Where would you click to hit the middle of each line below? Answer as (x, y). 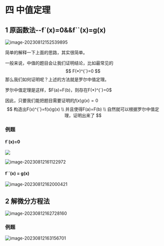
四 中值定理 (28, 10)
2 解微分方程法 (28, 201)
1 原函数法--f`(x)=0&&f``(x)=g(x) (56, 30)
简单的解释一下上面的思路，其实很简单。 (46, 52)
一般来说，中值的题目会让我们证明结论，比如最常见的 (59, 63)
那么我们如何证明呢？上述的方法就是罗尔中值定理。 (57, 79)
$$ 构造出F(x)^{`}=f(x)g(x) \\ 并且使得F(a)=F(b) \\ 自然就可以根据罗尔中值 (81, 109)
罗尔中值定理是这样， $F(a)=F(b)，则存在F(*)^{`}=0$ (59, 90)
